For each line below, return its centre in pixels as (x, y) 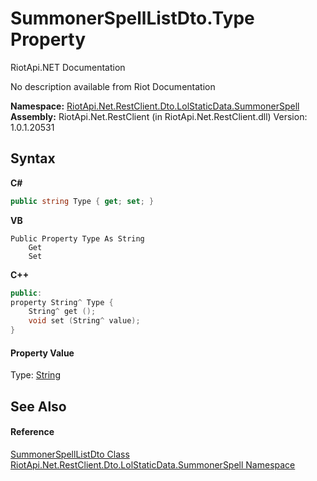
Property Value (42, 353)
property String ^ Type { (62, 302)
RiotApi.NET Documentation (68, 67)
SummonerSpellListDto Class (70, 454)
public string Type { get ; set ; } (82, 201)
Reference (32, 432)
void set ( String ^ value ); (84, 321)
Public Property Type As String (77, 238)
